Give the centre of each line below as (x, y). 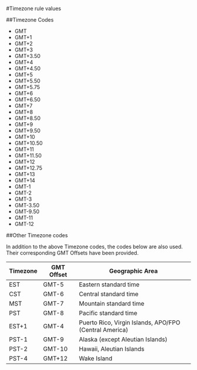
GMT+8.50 (28, 118)
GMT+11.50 (28, 155)
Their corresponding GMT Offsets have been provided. (72, 253)
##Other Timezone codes (37, 235)
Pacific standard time (108, 313)
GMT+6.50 (28, 100)
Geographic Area (134, 271)
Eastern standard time (109, 285)
